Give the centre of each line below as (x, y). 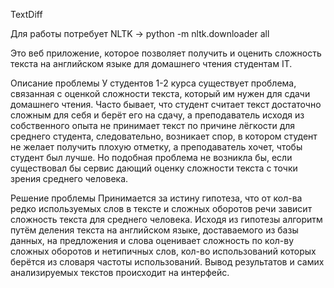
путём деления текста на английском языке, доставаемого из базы (154, 230)
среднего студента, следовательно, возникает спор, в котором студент (164, 136)
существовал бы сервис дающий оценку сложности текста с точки (154, 168)
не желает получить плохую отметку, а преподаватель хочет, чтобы (156, 147)
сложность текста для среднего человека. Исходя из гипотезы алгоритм (166, 219)
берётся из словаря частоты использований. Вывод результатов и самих (167, 262)
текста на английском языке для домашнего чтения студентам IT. (151, 63)
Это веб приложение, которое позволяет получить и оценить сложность (166, 53)
